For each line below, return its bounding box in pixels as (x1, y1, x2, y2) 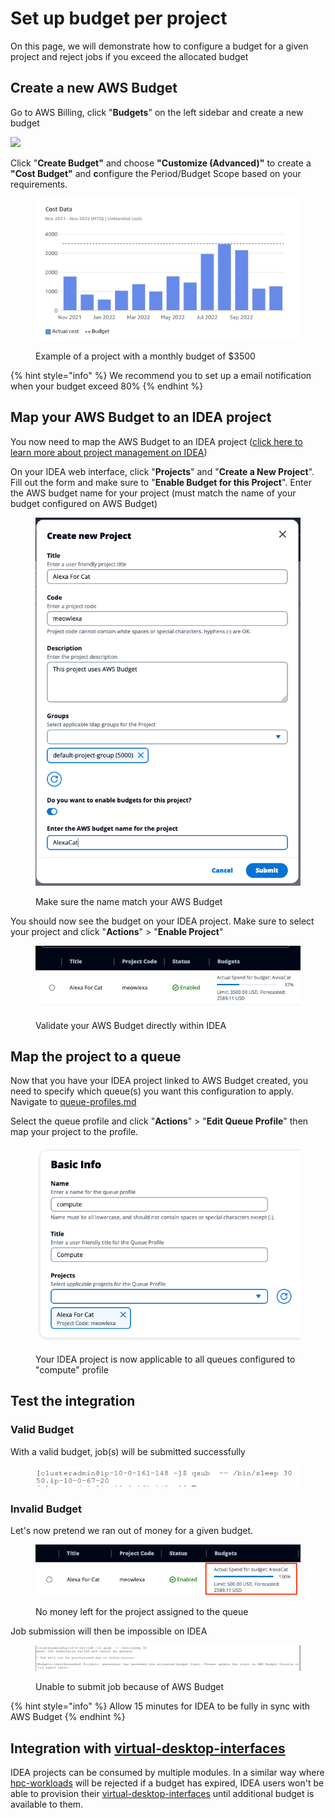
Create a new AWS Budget (10, 80, 178, 97)
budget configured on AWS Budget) (10, 497, 158, 509)
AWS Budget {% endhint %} (10, 1711, 126, 1723)
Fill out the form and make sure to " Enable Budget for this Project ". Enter (10, 476, 312, 488)
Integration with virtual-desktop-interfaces (10, 1740, 286, 1757)
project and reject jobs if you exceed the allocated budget (10, 50, 249, 62)
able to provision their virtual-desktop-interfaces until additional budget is (10, 1788, 315, 1800)
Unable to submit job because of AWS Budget (35, 1681, 225, 1693)
